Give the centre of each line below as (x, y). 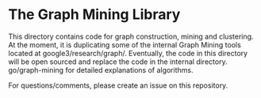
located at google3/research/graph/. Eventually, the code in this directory (128, 53)
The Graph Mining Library (94, 15)
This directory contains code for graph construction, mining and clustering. (131, 36)
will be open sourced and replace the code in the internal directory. (118, 62)
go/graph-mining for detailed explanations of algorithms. (101, 70)
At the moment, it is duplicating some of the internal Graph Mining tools (125, 44)
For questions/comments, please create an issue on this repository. (118, 85)
